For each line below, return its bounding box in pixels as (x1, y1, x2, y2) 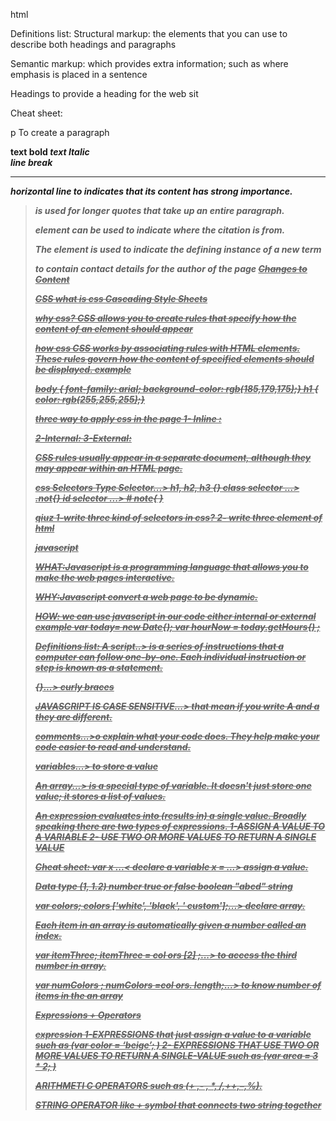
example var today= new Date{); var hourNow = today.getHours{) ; (34, 621, 321, 633)
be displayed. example (34, 364, 132, 375)
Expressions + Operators (34, 1009, 142, 1021)
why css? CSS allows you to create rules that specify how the (34, 312, 297, 324)
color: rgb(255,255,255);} (34, 394, 145, 405)
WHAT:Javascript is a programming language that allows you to (34, 561, 309, 573)
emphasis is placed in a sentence (10, 69, 148, 80)
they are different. (34, 711, 113, 723)
